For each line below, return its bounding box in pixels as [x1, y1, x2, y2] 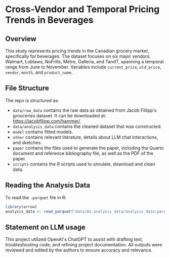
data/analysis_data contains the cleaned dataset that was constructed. [12, 123, 162, 130]
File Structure [5, 84, 49, 93]
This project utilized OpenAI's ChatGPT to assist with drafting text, [5, 236, 143, 242]
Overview [5, 34, 37, 43]
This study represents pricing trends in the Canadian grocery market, [5, 48, 149, 54]
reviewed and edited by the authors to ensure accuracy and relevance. [5, 247, 153, 253]
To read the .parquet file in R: [5, 194, 67, 200]
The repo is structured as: [5, 97, 59, 103]
